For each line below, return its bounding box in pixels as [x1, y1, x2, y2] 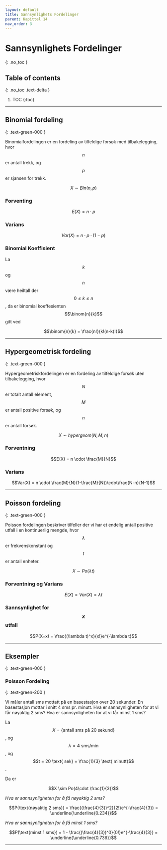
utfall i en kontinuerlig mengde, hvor [5, 527, 79, 533]
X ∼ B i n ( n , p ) [70, 185, 97, 191]
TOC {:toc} [12, 97, 35, 102]
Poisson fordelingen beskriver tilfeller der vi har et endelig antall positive [5, 522, 153, 528]
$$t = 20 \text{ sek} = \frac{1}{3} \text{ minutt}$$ [33, 758, 134, 764]
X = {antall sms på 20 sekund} [52, 727, 115, 733]
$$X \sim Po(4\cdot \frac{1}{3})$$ [48, 785, 119, 791]
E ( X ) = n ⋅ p [72, 209, 95, 215]
